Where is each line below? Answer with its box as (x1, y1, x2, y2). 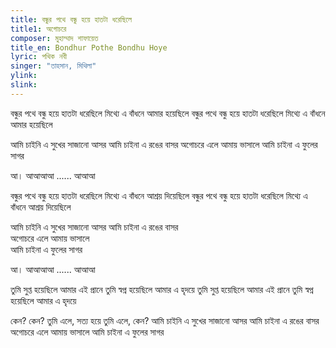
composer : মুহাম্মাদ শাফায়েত (10, 33, 99, 43)
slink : (10, 80, 38, 90)
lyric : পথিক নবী (10, 52, 68, 62)
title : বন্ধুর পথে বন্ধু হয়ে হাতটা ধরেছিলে (10, 14, 132, 25)
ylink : (10, 71, 38, 81)
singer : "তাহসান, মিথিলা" (10, 61, 97, 71)
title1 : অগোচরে (10, 24, 67, 34)
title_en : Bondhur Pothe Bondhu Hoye (10, 42, 168, 53)
